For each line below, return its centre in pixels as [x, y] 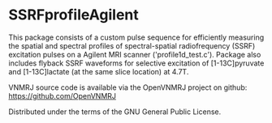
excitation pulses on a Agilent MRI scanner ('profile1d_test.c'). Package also [135, 54]
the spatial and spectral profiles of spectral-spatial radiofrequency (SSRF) [132, 45]
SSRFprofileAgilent [74, 15]
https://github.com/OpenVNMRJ [62, 95]
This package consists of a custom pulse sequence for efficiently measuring [136, 37]
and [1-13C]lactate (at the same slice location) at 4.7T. [99, 71]
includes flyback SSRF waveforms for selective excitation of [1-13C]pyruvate [136, 63]
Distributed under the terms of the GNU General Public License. [115, 112]
